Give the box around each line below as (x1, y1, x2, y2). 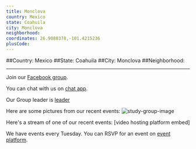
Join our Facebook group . (6, 73, 68, 80)
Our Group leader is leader (6, 96, 70, 103)
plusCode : (6, 41, 30, 47)
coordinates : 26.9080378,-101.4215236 (6, 36, 100, 41)
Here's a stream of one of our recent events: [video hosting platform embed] (6, 119, 190, 126)
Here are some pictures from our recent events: (6, 107, 121, 114)
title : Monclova (6, 8, 45, 15)
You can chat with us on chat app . (6, 85, 88, 92)
